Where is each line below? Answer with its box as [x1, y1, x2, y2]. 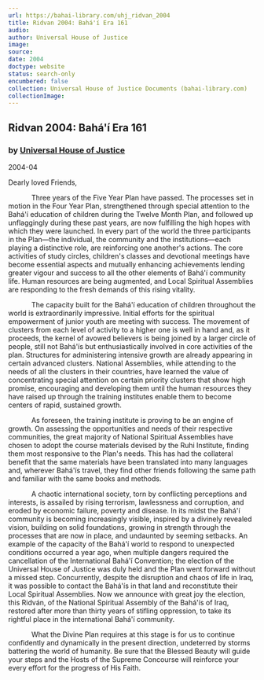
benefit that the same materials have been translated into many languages [8, 457, 248, 466]
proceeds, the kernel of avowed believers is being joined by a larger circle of [8, 333, 256, 343]
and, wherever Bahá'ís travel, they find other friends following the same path [8, 465, 256, 475]
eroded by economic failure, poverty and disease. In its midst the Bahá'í [8, 505, 241, 515]
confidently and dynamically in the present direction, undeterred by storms [8, 638, 251, 647]
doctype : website [8, 63, 65, 71]
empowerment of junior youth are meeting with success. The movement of [8, 316, 250, 326]
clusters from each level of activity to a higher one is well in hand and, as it [8, 325, 250, 334]
